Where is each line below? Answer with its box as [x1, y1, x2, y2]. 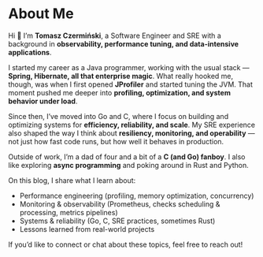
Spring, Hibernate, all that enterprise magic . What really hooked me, [8, 71, 234, 80]
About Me [8, 5, 74, 23]
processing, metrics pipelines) [19, 207, 118, 217]
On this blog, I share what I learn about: [8, 175, 136, 185]
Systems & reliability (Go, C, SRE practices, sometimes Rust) [19, 216, 216, 225]
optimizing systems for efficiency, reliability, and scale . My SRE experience [8, 120, 256, 129]
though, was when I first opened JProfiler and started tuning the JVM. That [8, 80, 254, 89]
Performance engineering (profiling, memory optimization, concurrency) [19, 191, 254, 200]
